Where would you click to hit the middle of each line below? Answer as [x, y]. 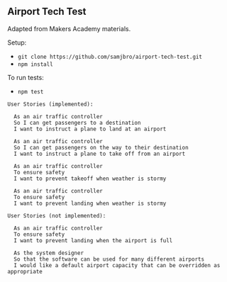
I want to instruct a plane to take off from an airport [100, 154]
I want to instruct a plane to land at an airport [90, 129]
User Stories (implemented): [50, 104]
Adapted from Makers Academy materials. [69, 28]
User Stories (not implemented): [57, 215]
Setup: [17, 43]
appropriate [25, 271]
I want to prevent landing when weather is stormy [90, 203]
